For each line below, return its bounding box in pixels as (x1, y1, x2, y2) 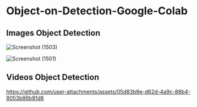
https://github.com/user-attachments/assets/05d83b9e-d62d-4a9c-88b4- (6, 88, 191, 95)
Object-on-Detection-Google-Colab (6, 4, 188, 18)
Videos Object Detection (6, 73, 100, 83)
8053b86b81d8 (6, 94, 44, 102)
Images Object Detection (6, 28, 100, 38)
